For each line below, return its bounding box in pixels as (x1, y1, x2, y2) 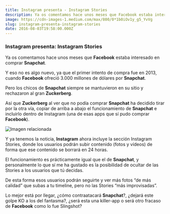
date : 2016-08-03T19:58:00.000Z (5, 26, 73, 31)
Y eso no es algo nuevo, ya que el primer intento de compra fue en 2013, (5, 69, 157, 76)
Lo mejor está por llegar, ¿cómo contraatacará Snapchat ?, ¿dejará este (5, 192, 154, 198)
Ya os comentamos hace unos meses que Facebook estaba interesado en (5, 54, 160, 61)
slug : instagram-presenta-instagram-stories (5, 21, 101, 27)
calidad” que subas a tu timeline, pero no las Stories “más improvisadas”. (5, 183, 158, 189)
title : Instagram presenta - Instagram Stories (5, 7, 108, 13)
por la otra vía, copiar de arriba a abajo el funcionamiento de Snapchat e (5, 105, 157, 112)
